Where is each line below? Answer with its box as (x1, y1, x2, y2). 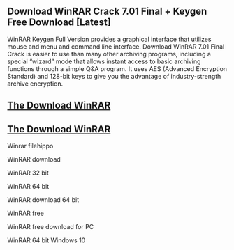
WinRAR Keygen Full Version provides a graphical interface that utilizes (7, 35, 212, 43)
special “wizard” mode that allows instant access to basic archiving (7, 57, 201, 65)
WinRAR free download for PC (7, 223, 94, 231)
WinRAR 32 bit (7, 169, 49, 177)
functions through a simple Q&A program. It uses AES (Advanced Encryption (7, 64, 228, 72)
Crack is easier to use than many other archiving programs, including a (7, 49, 212, 58)
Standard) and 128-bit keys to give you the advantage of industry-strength (7, 72, 221, 80)
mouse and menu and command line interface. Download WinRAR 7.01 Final (7, 42, 225, 51)
